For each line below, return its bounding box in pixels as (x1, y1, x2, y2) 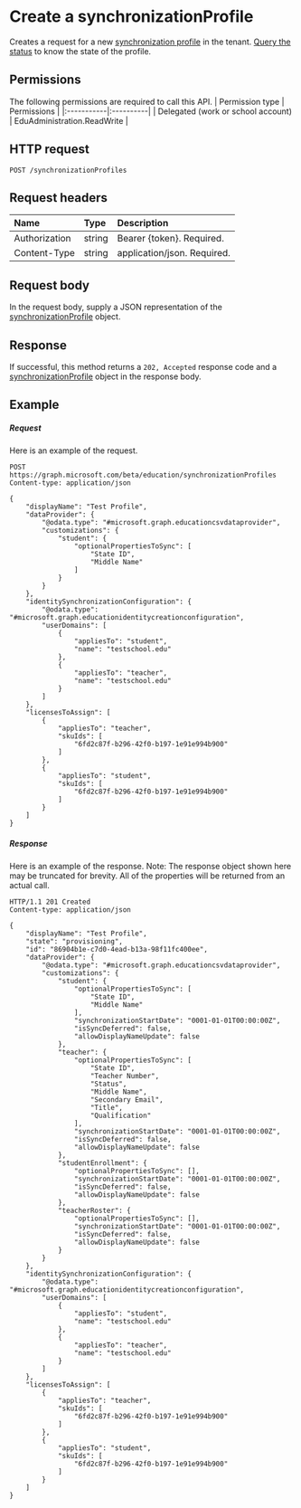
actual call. (9, 880, 50, 891)
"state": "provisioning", (25, 937, 124, 946)
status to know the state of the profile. (9, 45, 152, 56)
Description (117, 217, 169, 230)
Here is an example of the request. (9, 445, 138, 456)
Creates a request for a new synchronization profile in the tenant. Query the (9, 36, 291, 47)
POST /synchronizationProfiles (9, 166, 127, 175)
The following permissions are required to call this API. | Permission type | (9, 96, 285, 107)
